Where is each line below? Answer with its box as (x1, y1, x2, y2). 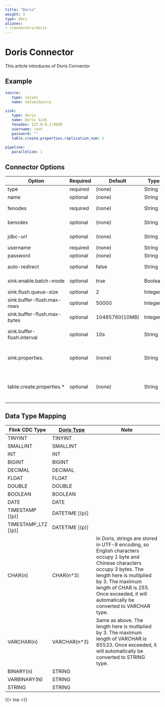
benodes (7, 219, 28, 226)
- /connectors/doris (5, 26, 48, 31)
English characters (96, 547, 139, 554)
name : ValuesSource (11, 99, 52, 104)
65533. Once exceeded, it (96, 642, 157, 648)
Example (5, 77, 32, 86)
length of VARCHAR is (96, 636, 147, 642)
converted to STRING (96, 654, 145, 660)
